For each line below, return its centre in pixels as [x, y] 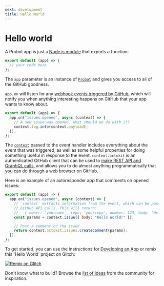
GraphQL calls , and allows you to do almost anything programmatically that [81, 166]
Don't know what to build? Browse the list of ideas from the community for [80, 273]
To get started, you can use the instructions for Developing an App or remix [81, 249]
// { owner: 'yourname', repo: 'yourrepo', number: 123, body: [82, 213]
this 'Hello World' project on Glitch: [40, 254]
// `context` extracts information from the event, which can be [82, 204]
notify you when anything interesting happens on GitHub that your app [76, 99]
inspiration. [16, 278]
